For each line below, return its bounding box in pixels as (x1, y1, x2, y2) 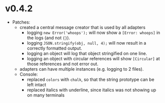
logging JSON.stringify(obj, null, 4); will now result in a (27, 40, 146, 46)
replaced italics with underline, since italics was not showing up (27, 87, 156, 93)
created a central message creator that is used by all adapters (19, 24, 146, 30)
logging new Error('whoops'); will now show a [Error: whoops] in (27, 29, 161, 35)
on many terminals (27, 92, 65, 98)
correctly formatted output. (27, 45, 82, 51)
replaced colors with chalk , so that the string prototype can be (27, 77, 155, 82)
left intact (27, 81, 46, 87)
